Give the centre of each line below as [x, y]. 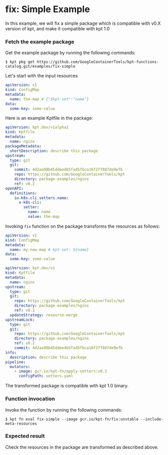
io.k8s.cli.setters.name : [42, 198]
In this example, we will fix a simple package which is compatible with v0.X [83, 23]
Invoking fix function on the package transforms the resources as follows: [83, 226]
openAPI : [14, 188]
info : [11, 352]
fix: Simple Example [48, 9]
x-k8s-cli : [30, 203]
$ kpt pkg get [20, 62]
